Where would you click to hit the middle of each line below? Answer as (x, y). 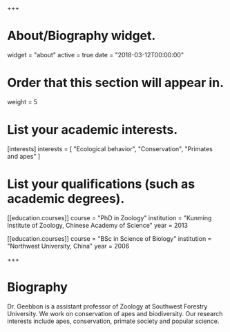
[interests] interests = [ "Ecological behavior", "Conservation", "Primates (110, 148)
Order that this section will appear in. (116, 83)
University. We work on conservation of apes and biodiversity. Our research (115, 313)
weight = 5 (22, 101)
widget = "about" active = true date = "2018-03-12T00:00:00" (96, 55)
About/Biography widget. (82, 36)
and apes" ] (24, 156)
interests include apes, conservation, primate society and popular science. (113, 321)
